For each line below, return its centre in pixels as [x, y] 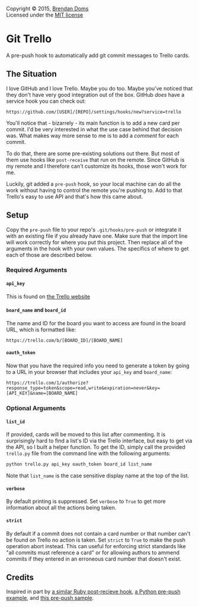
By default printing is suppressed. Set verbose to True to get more [86, 501]
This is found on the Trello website [48, 296]
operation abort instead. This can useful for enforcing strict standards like [96, 546]
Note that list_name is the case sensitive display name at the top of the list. [98, 476]
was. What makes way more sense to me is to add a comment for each [93, 136]
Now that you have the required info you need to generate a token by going [98, 366]
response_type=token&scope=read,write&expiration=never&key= [83, 388]
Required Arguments [37, 270]
